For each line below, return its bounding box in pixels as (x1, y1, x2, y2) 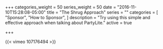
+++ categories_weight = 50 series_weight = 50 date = (5, 4, 116, 10)
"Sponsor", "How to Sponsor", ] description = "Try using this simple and (5, 15, 151, 20)
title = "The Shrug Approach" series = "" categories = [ (47, 9, 158, 15)
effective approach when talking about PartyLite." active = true (5, 20, 132, 25)
